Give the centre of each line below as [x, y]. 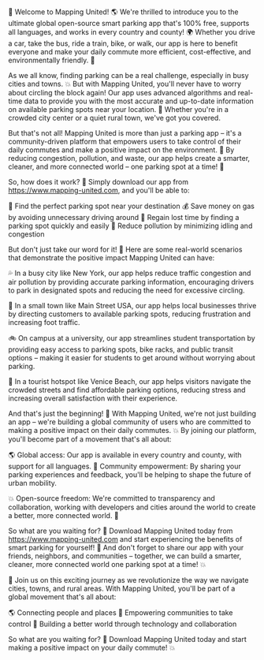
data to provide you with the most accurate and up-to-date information [139, 101]
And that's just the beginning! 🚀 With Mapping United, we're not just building [132, 414]
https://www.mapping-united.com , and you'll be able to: [99, 190]
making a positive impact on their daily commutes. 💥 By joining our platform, [132, 430]
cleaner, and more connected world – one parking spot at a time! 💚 [116, 166]
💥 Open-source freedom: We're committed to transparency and [112, 498]
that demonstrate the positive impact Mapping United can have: [112, 258]
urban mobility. [33, 483]
